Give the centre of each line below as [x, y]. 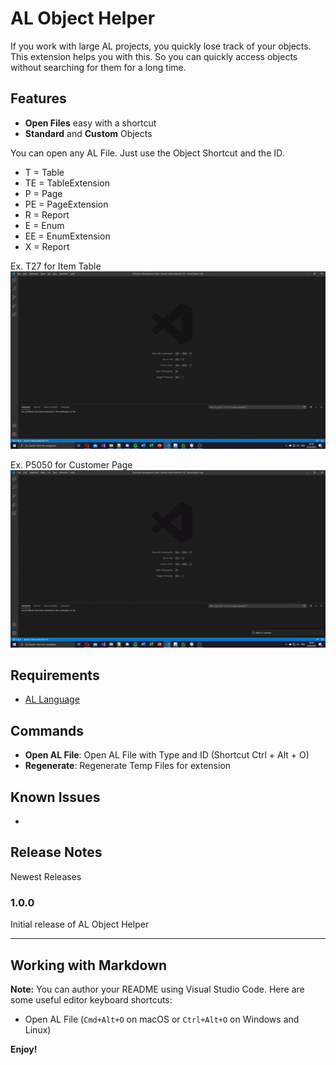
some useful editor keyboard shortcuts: [91, 999]
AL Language [52, 699]
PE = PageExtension [66, 204]
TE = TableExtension [67, 183]
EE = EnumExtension [67, 236]
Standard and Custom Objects [88, 133]
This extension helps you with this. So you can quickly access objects [154, 56]
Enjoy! [24, 1049]
